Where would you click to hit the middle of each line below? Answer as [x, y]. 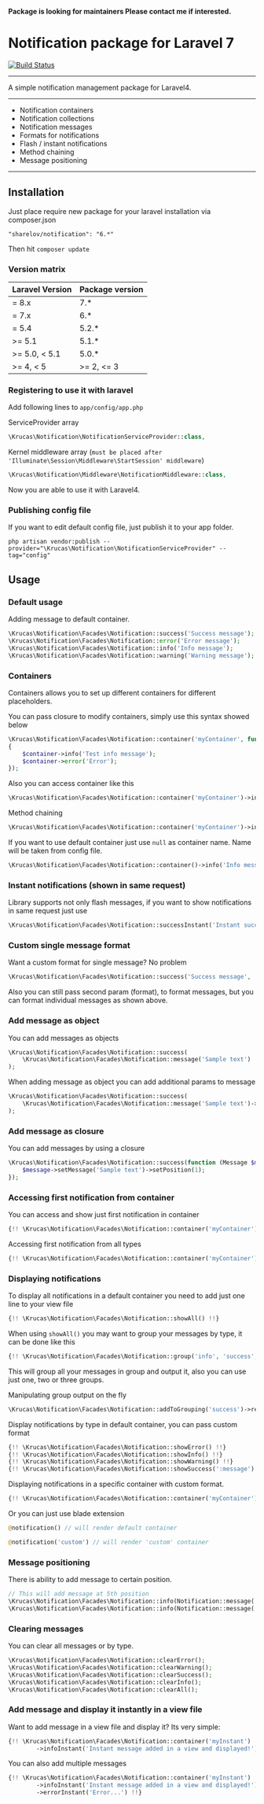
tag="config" [29, 555]
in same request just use [48, 911]
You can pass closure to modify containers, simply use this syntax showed [129, 716]
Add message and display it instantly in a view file [105, 1710]
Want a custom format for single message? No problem [97, 962]
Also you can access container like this [71, 784]
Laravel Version [42, 290]
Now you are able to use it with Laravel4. [74, 490]
